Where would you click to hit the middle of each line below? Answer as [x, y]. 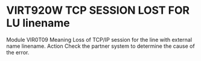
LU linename [38, 23]
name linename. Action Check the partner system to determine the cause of [101, 46]
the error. [18, 52]
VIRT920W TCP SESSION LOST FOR [98, 10]
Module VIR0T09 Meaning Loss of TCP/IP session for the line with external [99, 39]
